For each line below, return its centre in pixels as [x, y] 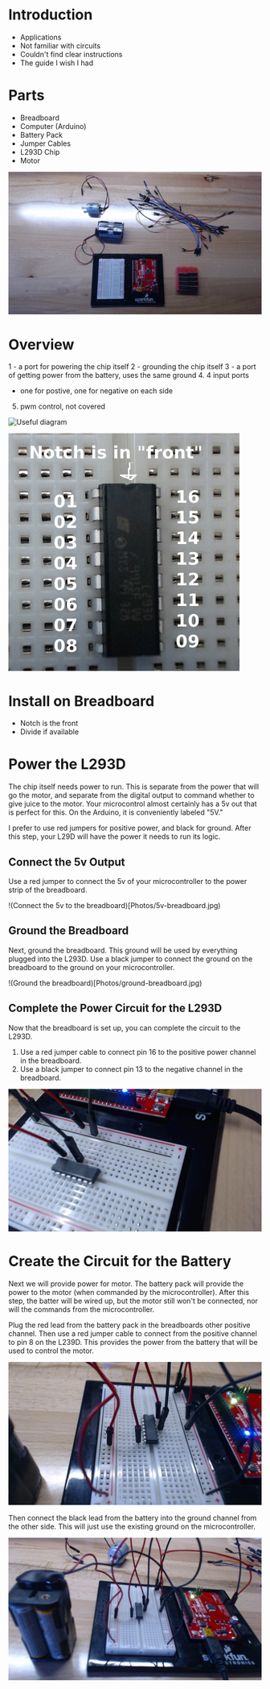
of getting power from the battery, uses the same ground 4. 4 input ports [129, 376]
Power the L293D [67, 764]
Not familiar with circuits [60, 45]
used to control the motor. [51, 1351]
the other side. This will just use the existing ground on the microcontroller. [132, 1526]
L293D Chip [40, 151]
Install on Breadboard [82, 701]
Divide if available [49, 732]
